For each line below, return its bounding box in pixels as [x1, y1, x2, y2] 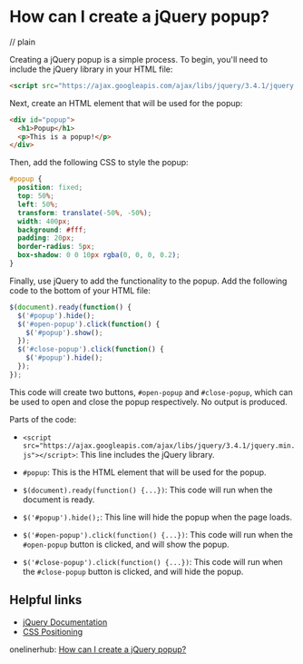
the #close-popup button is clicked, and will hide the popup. [22, 566, 244, 577]
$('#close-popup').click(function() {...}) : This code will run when [22, 556, 283, 567]
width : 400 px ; [17, 216, 71, 226]
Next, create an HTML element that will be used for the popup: [9, 97, 243, 108]
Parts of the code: [9, 413, 77, 424]
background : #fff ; [17, 225, 88, 234]
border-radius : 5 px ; [17, 243, 95, 252]
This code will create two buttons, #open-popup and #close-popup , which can [9, 386, 293, 397]
